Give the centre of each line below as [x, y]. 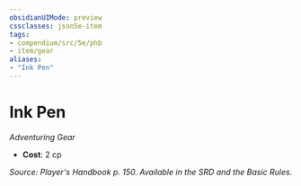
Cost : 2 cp [42, 155]
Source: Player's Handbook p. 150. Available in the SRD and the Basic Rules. [151, 172]
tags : [19, 34]
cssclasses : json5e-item [56, 26]
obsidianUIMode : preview [56, 18]
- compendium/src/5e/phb [56, 43]
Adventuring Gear [43, 137]
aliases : [26, 59]
